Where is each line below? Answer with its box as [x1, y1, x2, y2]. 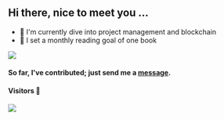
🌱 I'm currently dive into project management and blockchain [19, 27, 217, 36]
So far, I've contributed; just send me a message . [8, 68, 171, 78]
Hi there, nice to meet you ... [8, 6, 149, 20]
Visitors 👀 [8, 86, 41, 95]
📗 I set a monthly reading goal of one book [19, 35, 157, 45]
